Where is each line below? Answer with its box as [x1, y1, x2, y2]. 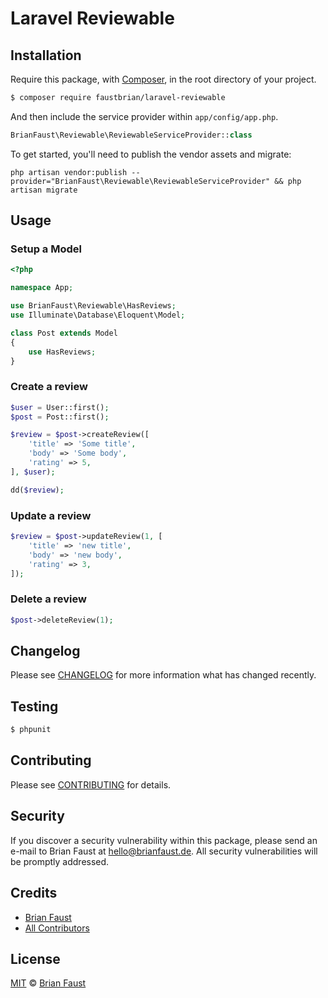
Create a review [10, 380, 88, 394]
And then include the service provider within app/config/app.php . [10, 110, 279, 122]
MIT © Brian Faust [10, 977, 87, 989]
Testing [10, 698, 59, 715]
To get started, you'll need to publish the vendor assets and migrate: [10, 148, 292, 160]
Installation [10, 47, 82, 64]
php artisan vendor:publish [10, 167, 128, 177]
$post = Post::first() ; [10, 412, 110, 422]
